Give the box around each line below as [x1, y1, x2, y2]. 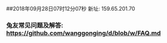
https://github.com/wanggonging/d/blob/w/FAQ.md [6, 29, 161, 37]
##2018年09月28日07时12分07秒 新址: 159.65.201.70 [6, 5, 135, 12]
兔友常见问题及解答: [6, 21, 64, 29]
